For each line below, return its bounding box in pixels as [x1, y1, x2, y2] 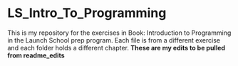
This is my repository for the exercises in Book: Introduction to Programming [7, 28, 232, 37]
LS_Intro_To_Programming [7, 5, 167, 21]
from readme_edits [7, 51, 66, 60]
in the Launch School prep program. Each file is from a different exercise [7, 35, 221, 44]
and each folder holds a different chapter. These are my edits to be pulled [7, 43, 226, 52]
